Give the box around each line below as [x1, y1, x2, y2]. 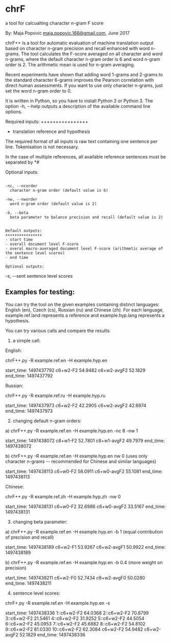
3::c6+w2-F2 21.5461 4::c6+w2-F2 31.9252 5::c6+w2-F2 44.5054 [5, 615, 144, 622]
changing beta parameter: [12, 519, 68, 525]
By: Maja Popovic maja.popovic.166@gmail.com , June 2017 [5, 30, 130, 36]
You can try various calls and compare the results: [5, 327, 111, 334]
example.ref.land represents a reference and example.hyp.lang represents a [5, 312, 165, 318]
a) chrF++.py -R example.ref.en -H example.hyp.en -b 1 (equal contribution [5, 528, 163, 535]
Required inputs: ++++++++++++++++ [5, 118, 88, 124]
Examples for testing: [5, 287, 75, 297]
